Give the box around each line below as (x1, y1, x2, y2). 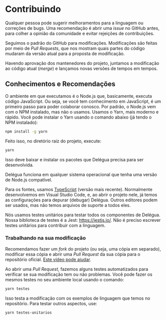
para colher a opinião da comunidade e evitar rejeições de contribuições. (5, 30, 155, 36)
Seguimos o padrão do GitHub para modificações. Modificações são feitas (5, 40, 158, 46)
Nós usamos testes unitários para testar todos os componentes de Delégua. (5, 212, 161, 218)
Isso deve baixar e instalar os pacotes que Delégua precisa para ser (5, 156, 144, 162)
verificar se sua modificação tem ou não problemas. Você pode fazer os (5, 271, 153, 277)
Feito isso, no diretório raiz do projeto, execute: (5, 138, 102, 144)
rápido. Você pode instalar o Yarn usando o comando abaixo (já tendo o (5, 114, 152, 120)
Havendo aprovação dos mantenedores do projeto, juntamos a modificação (5, 60, 160, 66)
